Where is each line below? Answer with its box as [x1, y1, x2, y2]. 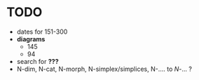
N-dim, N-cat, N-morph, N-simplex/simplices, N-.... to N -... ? [16, 65, 192, 73]
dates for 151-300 [16, 27, 68, 36]
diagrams [16, 34, 46, 43]
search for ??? [16, 57, 59, 65]
